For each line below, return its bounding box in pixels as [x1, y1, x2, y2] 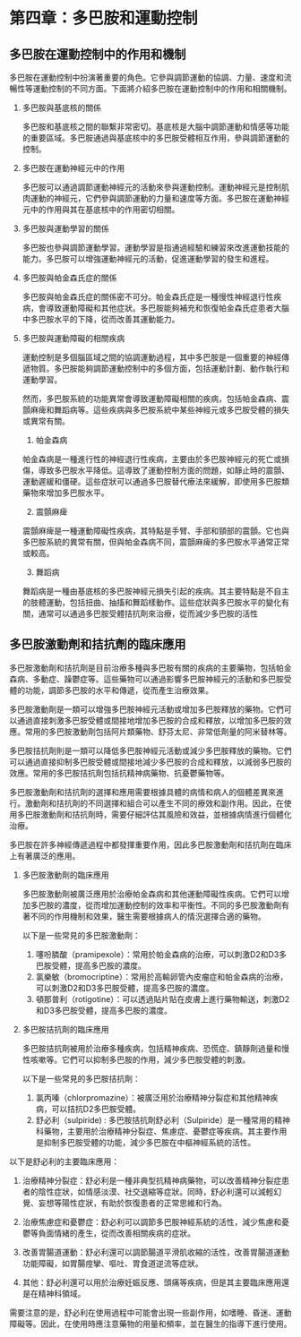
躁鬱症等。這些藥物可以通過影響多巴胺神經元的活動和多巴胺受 [64, 673, 292, 684]
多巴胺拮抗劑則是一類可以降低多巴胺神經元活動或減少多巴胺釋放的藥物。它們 [9, 745, 292, 756]
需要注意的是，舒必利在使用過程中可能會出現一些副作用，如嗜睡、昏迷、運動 [9, 1307, 292, 1317]
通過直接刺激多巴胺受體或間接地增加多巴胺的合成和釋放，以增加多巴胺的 [16, 715, 284, 725]
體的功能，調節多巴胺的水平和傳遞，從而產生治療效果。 [9, 684, 213, 695]
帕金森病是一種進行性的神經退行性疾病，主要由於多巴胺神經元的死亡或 [21, 454, 282, 464]
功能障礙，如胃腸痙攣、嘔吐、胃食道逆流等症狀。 [21, 1257, 203, 1268]
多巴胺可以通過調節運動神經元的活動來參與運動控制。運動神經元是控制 [21, 182, 282, 193]
